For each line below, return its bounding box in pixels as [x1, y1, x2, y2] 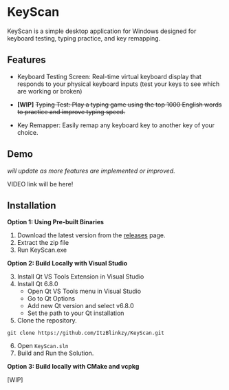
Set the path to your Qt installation [27, 309, 124, 317]
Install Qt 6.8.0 [17, 280, 58, 288]
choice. [17, 128, 39, 136]
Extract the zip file [17, 239, 69, 247]
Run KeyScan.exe [17, 246, 67, 254]
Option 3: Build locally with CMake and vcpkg [7, 362, 140, 371]
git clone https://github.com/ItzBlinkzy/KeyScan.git [7, 329, 165, 337]
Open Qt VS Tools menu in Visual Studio [27, 287, 142, 296]
